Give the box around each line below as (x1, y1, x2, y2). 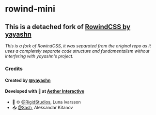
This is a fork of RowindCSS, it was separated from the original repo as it (5, 43, 151, 49)
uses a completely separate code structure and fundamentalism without (5, 48, 150, 54)
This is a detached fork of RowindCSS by (5, 23, 131, 31)
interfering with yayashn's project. (5, 53, 74, 59)
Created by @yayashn (5, 77, 51, 83)
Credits (5, 65, 23, 72)
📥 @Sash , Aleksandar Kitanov (12, 104, 73, 110)
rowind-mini (5, 3, 56, 14)
